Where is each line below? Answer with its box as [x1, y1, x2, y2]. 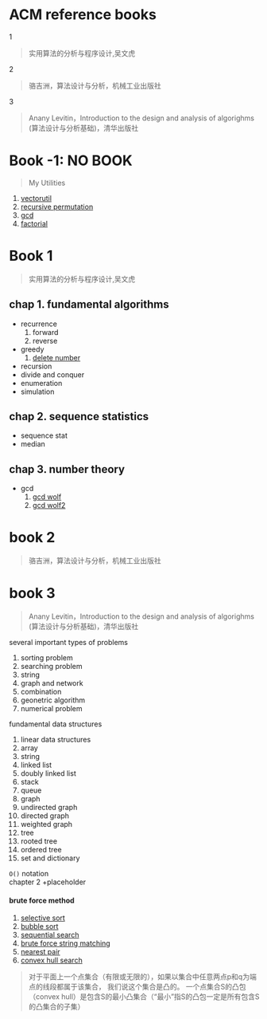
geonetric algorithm [20, 695, 86, 705]
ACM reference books [9, 6, 157, 24]
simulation [20, 387, 55, 396]
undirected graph [20, 803, 78, 812]
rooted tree [20, 836, 58, 846]
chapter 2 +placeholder [9, 877, 87, 887]
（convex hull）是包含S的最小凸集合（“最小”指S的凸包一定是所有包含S [28, 992, 260, 1001]
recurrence [20, 319, 58, 329]
